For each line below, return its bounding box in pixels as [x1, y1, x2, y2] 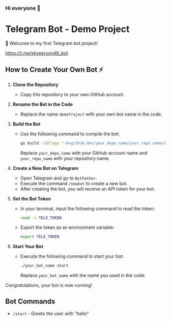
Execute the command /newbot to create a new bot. [20, 180, 128, 186]
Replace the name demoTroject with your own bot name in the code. [20, 111, 163, 117]
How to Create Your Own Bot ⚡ [5, 66, 103, 74]
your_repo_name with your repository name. [20, 155, 110, 161]
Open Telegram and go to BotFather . [20, 175, 97, 181]
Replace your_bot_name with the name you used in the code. [20, 272, 146, 279]
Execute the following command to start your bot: [20, 253, 124, 259]
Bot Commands [5, 297, 55, 306]
